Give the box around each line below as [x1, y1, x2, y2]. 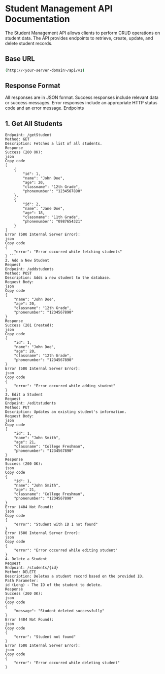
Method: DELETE [5, 570, 36, 575]
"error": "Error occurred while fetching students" [14, 249, 122, 255]
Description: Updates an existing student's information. [5, 409, 127, 414]
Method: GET [5, 137, 30, 142]
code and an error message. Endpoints [5, 105, 84, 111]
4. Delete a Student [5, 557, 48, 562]
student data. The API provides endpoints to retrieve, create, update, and [5, 35, 154, 41]
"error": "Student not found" [14, 634, 76, 639]
